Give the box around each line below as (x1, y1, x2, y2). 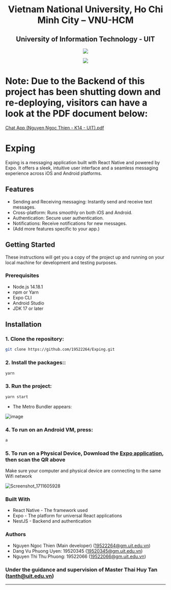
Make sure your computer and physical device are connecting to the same (5, 468, 161, 474)
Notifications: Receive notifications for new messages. (12, 220, 127, 226)
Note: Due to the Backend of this (5, 75, 145, 87)
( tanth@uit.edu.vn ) (5, 572, 54, 579)
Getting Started (5, 241, 55, 249)
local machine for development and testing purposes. (5, 259, 118, 266)
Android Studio (12, 300, 44, 306)
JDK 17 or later (12, 305, 44, 312)
